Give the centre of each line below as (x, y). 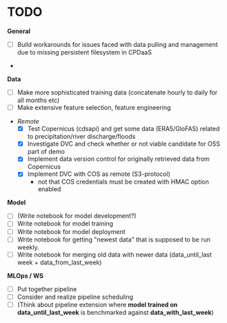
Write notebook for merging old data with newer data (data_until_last (115, 254)
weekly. (28, 247)
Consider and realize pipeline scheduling (75, 297)
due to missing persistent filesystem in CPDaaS (84, 52)
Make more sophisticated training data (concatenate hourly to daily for (117, 92)
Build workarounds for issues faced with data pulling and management (118, 44)
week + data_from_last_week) (59, 262)
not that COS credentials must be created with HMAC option (123, 182)
